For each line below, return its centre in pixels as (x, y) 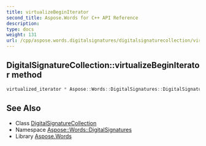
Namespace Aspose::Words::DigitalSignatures (73, 129)
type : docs (20, 29)
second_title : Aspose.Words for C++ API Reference (72, 18)
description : (23, 23)
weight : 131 (21, 35)
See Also (24, 108)
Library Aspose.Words (44, 136)
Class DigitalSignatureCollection (56, 123)
